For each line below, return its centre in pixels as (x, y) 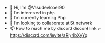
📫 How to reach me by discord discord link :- (55, 28)
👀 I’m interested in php (32, 13)
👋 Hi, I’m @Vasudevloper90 (37, 7)
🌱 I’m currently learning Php (37, 18)
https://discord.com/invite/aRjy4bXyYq (48, 35)
